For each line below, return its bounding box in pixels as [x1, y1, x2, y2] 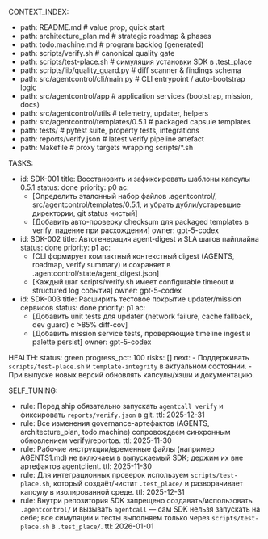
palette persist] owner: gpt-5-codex [31, 337, 152, 347]
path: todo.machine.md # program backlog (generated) [19, 40, 204, 49]
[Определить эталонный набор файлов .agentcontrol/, [31, 192, 218, 200]
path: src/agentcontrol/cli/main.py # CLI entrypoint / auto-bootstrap [19, 74, 245, 83]
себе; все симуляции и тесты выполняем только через [19, 513, 210, 522]
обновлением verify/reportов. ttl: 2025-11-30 [19, 436, 172, 445]
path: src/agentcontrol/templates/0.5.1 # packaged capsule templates [19, 117, 252, 126]
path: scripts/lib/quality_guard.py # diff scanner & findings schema [19, 65, 241, 75]
